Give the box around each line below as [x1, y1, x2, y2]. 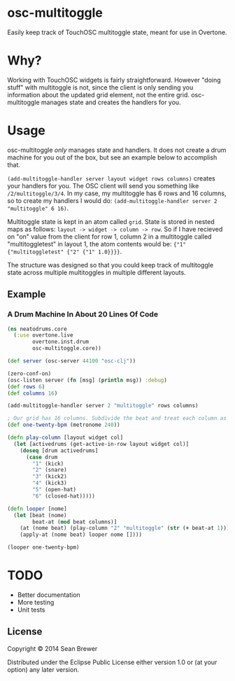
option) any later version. [7, 665, 79, 673]
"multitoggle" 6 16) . [7, 204, 69, 212]
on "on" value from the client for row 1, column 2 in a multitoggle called [7, 232, 212, 241]
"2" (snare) [32, 467, 68, 474]
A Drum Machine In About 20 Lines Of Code [7, 309, 159, 319]
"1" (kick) [32, 460, 64, 467]
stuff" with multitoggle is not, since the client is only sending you [7, 83, 194, 92]
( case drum [25, 454, 58, 461]
